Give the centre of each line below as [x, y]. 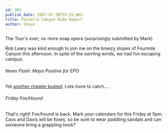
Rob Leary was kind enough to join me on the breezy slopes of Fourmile [80, 48]
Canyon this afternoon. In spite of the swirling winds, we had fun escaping [83, 54]
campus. [14, 59]
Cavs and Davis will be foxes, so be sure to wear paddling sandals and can [83, 119]
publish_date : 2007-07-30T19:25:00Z [44, 15]
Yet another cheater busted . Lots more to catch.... [57, 86]
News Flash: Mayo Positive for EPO [42, 71]
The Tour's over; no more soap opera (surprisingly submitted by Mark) [79, 39]
